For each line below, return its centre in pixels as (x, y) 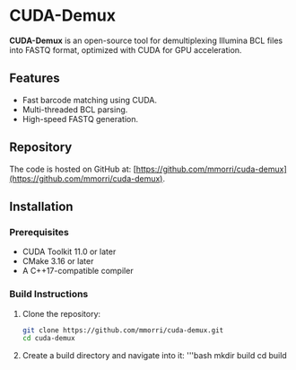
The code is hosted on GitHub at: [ (73, 169)
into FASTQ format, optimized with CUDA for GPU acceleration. (126, 49)
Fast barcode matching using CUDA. (90, 100)
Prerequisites (39, 232)
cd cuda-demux (48, 339)
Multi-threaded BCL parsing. (75, 110)
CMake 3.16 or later (58, 261)
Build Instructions (49, 295)
